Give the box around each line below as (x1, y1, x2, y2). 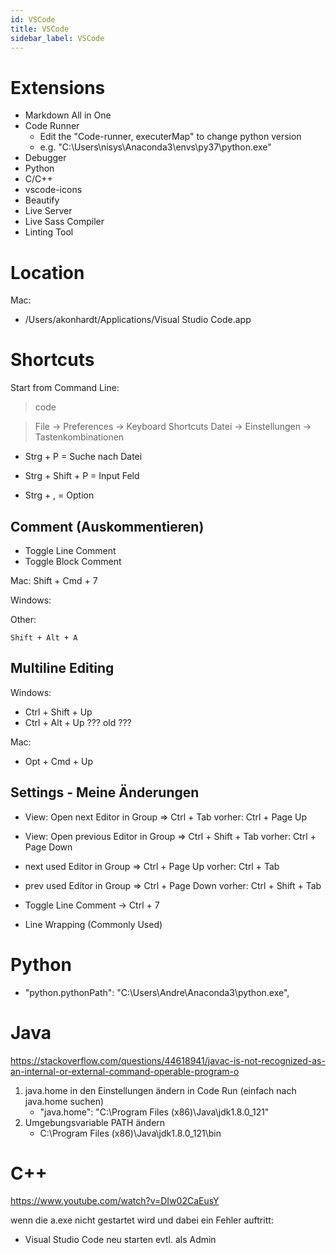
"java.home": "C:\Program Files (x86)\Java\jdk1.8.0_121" (39, 1106, 270, 1118)
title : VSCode (10, 24, 70, 34)
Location (10, 261, 85, 284)
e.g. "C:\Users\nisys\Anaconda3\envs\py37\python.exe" (39, 141, 272, 153)
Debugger (24, 152, 67, 164)
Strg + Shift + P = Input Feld (24, 470, 140, 482)
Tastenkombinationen (34, 431, 125, 443)
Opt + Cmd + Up (24, 755, 93, 767)
